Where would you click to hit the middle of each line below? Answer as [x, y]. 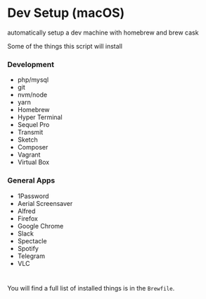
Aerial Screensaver [45, 203]
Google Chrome [40, 226]
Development [31, 64]
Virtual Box [33, 162]
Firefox [28, 218]
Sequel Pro [33, 125]
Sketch [28, 140]
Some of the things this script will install [65, 46]
